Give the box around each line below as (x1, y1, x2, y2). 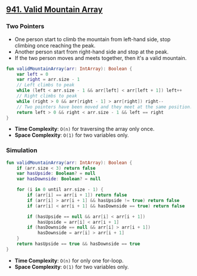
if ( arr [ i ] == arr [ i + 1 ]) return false (27, 192, 127, 198)
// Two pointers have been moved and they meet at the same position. (16, 104, 193, 110)
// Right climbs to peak (16, 93, 77, 99)
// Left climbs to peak (16, 82, 75, 88)
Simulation (6, 146, 38, 154)
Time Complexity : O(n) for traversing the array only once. (14, 126, 155, 133)
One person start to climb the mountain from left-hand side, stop (14, 35, 171, 43)
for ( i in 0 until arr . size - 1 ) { (16, 187, 104, 193)
